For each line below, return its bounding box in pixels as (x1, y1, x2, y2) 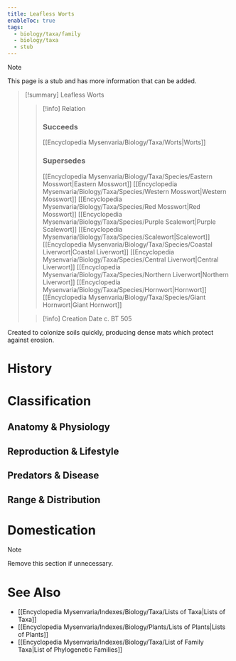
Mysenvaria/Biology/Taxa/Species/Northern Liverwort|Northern (42, 270, 229, 279)
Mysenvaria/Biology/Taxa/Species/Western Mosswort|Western (42, 187, 227, 195)
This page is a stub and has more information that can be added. (7, 77, 197, 85)
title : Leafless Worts (7, 10, 75, 18)
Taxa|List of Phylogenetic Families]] (17, 645, 123, 654)
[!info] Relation (42, 104, 86, 112)
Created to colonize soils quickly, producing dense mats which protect (7, 328, 214, 336)
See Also (7, 584, 61, 601)
